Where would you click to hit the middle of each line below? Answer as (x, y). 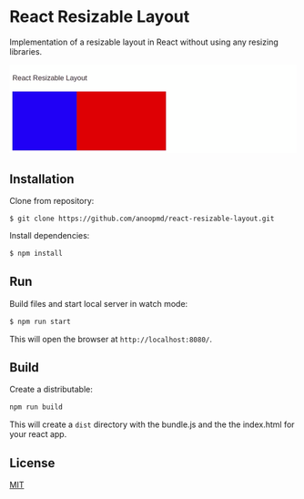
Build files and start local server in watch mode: (99, 303)
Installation (42, 179)
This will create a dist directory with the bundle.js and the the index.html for (152, 424)
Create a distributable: (51, 390)
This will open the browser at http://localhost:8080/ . (111, 339)
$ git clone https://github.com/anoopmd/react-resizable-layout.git (142, 219)
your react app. (38, 434)
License (32, 463)
